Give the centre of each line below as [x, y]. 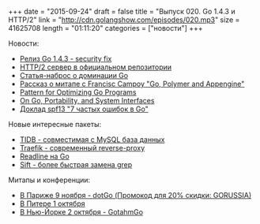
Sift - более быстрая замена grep [76, 164]
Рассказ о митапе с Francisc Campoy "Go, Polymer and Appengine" [132, 84]
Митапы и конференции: [49, 180]
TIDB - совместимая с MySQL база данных [92, 140]
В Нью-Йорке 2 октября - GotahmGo [81, 212]
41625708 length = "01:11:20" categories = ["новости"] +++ [106, 28]
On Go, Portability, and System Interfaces [87, 101]
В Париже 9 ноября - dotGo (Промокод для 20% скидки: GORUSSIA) [136, 195]
